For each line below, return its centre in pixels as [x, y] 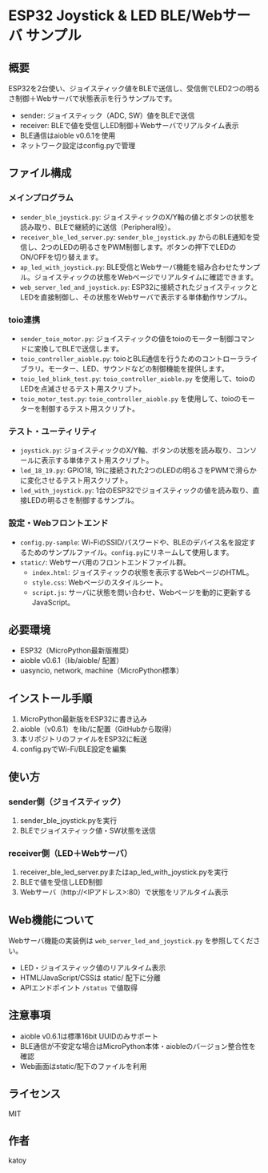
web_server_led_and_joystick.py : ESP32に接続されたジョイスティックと [139, 287]
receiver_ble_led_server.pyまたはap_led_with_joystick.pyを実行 [124, 872]
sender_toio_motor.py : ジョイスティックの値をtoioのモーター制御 [127, 338]
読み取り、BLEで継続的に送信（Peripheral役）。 [98, 227]
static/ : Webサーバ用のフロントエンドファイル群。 [105, 562]
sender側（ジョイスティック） [67, 801]
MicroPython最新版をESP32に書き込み [84, 719]
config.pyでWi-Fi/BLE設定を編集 [73, 749]
